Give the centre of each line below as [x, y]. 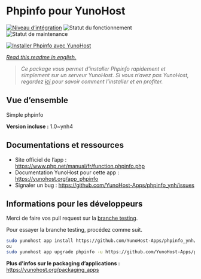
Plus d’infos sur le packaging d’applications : [63, 263]
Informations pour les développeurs [74, 204]
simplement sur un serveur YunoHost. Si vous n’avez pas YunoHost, [105, 75]
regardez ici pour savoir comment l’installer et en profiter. [92, 81]
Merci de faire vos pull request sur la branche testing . [72, 218]
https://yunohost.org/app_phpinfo [57, 178]
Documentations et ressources [65, 145]
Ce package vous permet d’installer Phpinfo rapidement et [93, 69]
